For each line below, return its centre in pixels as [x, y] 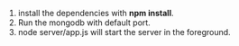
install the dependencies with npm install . [96, 13]
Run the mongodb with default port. [84, 23]
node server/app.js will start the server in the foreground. [124, 32]
